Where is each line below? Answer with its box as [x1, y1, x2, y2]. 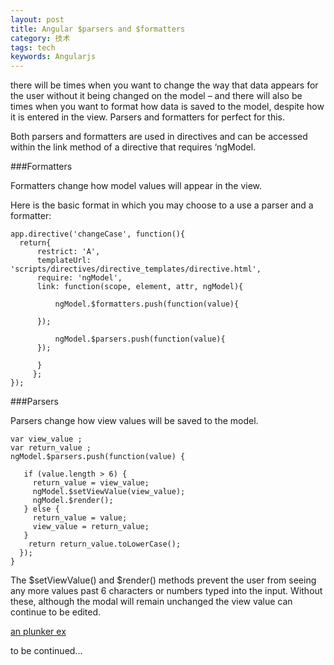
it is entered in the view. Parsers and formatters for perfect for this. [10, 111, 286, 123]
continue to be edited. [10, 606, 102, 618]
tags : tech [10, 42, 56, 53]
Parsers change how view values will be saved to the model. [10, 415, 259, 427]
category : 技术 [10, 33, 71, 43]
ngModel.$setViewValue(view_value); [32, 487, 186, 497]
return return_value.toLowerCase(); [28, 539, 182, 550]
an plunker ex [10, 626, 67, 638]
